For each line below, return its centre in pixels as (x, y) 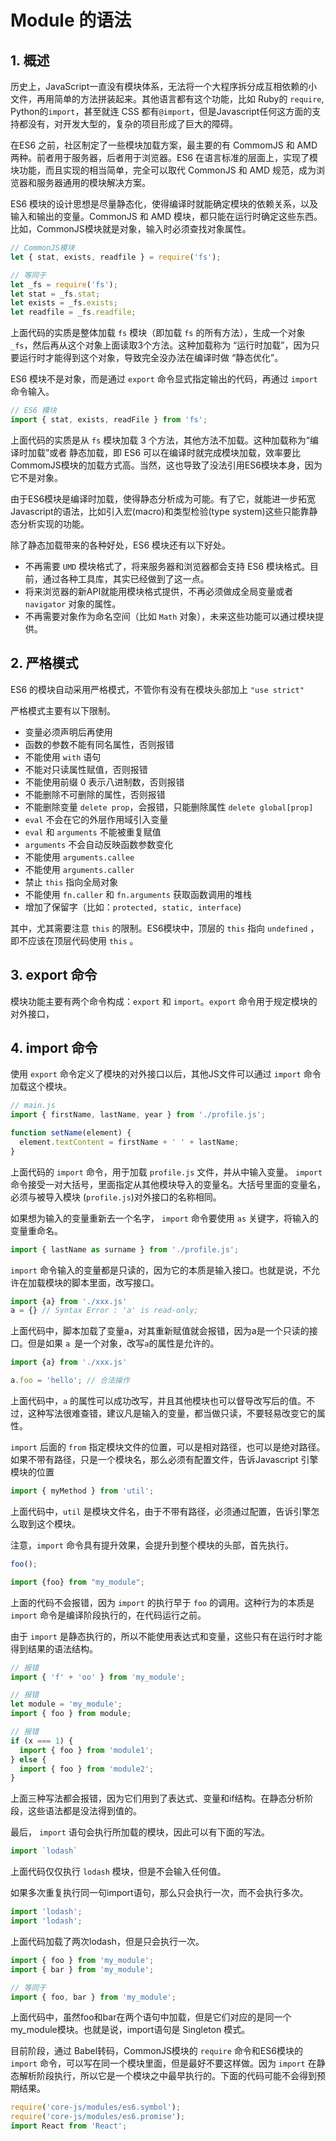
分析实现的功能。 (54, 523)
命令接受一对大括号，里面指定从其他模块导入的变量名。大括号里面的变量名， (168, 1184)
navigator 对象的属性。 (73, 603)
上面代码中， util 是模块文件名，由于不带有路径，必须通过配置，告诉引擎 (161, 1511)
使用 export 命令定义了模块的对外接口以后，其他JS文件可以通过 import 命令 (166, 1074)
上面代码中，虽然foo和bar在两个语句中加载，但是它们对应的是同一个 (151, 2017)
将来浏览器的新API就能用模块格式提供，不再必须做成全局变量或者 (159, 591)
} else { (28, 1759)
